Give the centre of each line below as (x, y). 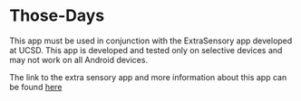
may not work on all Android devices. (78, 60)
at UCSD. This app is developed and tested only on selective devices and (146, 50)
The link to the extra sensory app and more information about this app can (148, 77)
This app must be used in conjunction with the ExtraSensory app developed (151, 41)
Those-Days (57, 16)
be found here (36, 87)
